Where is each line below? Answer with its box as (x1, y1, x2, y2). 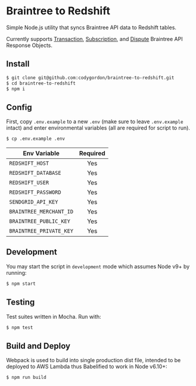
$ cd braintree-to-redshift (6, 80, 76, 86)
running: (6, 269, 27, 276)
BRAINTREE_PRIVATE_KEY (9, 228, 73, 234)
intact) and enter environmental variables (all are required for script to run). (6, 124, 191, 131)
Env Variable (23, 149, 60, 158)
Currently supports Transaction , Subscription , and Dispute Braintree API (6, 35, 183, 42)
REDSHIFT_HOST (9, 160, 49, 167)
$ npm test (6, 324, 33, 331)
